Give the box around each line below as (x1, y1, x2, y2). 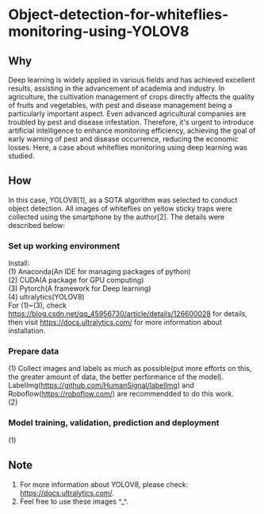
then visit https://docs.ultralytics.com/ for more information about (8, 318, 222, 327)
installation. (8, 326, 46, 335)
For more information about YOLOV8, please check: (19, 479, 189, 489)
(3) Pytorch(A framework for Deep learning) (8, 284, 151, 293)
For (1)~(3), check (8, 300, 67, 311)
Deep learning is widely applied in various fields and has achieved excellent (8, 75, 255, 84)
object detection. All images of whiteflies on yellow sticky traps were (8, 203, 232, 213)
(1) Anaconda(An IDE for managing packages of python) (8, 267, 192, 276)
